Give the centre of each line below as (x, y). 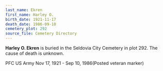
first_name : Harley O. (30, 15)
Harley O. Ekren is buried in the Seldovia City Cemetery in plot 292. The (81, 48)
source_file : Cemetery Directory (41, 33)
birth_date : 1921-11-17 (31, 19)
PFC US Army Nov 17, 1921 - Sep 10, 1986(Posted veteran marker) (75, 63)
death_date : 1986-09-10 (31, 24)
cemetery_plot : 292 (26, 29)
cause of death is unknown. (35, 53)
